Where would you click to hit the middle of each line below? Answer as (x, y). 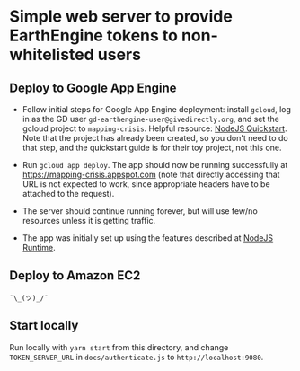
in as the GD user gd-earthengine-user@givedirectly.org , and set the (151, 119)
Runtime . (39, 247)
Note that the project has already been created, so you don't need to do (155, 138)
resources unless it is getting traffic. (89, 221)
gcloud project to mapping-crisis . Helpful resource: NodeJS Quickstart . (154, 128)
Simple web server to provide (121, 17)
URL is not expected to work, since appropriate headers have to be (146, 184)
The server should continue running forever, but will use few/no (140, 211)
